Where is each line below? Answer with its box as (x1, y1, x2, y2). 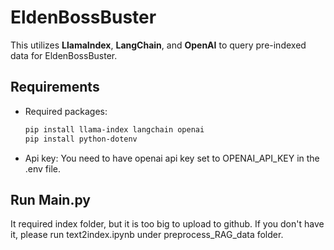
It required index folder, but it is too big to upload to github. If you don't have (10, 218, 325, 230)
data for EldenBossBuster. (10, 49, 118, 61)
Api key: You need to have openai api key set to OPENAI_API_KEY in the (24, 152, 320, 164)
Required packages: (24, 105, 108, 117)
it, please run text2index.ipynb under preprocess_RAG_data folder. (10, 229, 284, 241)
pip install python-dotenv (24, 134, 138, 144)
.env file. (24, 162, 62, 175)
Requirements (10, 79, 100, 96)
